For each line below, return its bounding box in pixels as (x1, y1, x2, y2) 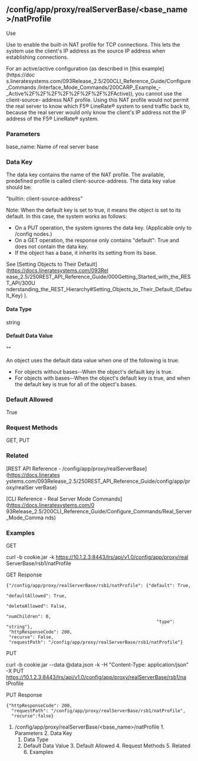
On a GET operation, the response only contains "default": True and (14, 237, 180, 244)
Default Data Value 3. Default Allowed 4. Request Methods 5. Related (23, 742, 190, 749)
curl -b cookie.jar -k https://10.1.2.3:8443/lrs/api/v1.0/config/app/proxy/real (6, 554, 189, 561)
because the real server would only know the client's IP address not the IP (6, 108, 186, 116)
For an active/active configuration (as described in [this (6, 65, 141, 72)
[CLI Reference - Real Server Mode (6, 495, 91, 502)
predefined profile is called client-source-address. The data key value (6, 177, 176, 185)
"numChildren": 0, (6, 614, 51, 620)
